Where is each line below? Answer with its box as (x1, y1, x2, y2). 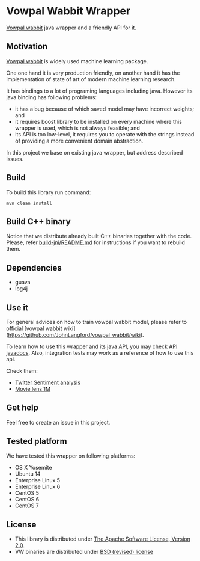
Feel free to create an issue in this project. (6, 418, 111, 426)
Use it (6, 302, 28, 313)
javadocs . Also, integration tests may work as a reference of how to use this (6, 349, 194, 356)
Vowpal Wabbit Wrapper (6, 4, 131, 18)
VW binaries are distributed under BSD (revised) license (14, 548, 154, 556)
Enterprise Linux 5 (14, 476, 61, 483)
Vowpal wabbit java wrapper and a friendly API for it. (6, 24, 136, 31)
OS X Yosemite (14, 464, 52, 471)
